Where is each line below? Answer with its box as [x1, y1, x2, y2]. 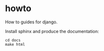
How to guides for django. [5, 19, 58, 25]
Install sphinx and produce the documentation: [5, 28, 99, 34]
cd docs [5, 37, 21, 43]
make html [5, 42, 26, 47]
